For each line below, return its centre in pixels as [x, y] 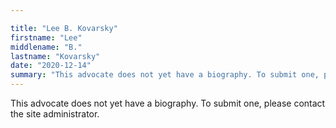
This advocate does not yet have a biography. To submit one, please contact [168, 103]
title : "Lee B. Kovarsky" [64, 28]
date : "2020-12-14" [51, 66]
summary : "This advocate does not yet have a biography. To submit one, [165, 75]
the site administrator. [55, 114]
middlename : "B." [46, 47]
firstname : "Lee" [46, 37]
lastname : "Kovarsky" [55, 56]
